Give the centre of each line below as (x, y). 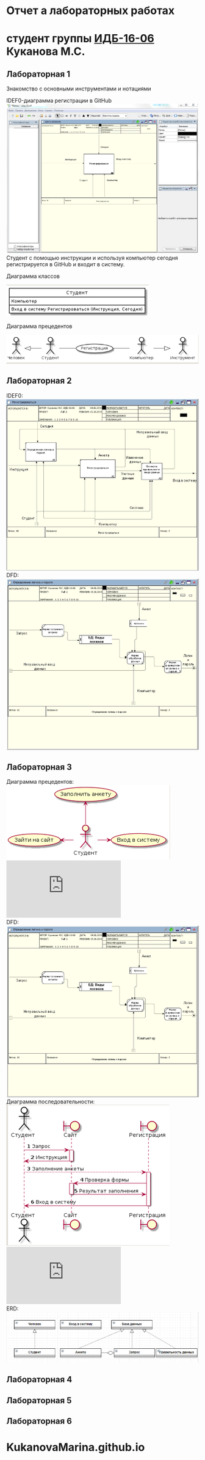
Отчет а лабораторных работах (91, 11)
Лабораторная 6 (39, 1421)
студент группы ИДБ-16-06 (80, 39)
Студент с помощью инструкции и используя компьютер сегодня (92, 258)
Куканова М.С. (46, 52)
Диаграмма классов (33, 276)
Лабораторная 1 (38, 74)
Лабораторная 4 (39, 1380)
